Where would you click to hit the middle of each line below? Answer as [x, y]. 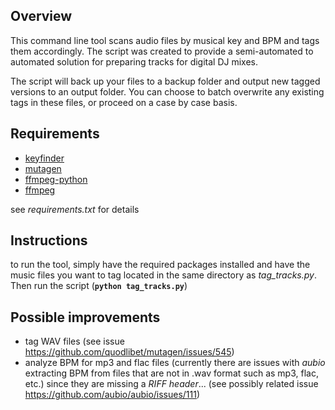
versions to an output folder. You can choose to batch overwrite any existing [167, 91]
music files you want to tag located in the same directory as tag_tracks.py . [163, 275]
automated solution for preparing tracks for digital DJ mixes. [134, 61]
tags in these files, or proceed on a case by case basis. [124, 102]
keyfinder [44, 158]
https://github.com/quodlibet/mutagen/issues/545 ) [129, 352]
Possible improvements [85, 317]
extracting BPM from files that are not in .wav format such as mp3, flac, [171, 373]
